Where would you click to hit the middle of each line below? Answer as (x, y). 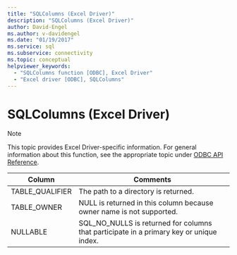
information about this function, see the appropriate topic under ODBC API (115, 155)
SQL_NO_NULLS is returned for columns (146, 223)
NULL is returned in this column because (146, 203)
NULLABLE (29, 232)
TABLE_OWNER (36, 207)
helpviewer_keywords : (39, 66)
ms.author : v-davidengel (44, 33)
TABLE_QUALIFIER (41, 192)
